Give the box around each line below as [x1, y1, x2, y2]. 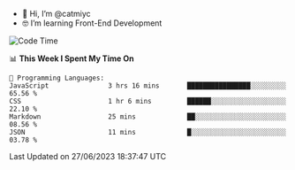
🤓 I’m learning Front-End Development [21, 18, 163, 28]
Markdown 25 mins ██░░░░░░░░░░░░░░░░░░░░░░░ [9, 112, 287, 121]
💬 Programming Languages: [9, 73, 104, 82]
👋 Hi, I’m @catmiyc [21, 9, 91, 19]
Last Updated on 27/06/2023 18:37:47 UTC [9, 151, 167, 161]
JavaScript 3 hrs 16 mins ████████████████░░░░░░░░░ [9, 81, 287, 90]
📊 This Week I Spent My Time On [9, 53, 134, 64]
